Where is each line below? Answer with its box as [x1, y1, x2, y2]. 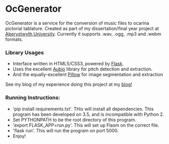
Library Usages [5, 49, 44, 56]
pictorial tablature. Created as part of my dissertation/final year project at [5, 25, 159, 31]
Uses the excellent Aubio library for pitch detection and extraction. [12, 66, 153, 72]
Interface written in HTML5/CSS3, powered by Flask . [12, 61, 124, 67]
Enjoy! [12, 133, 26, 139]
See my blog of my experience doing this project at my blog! [5, 81, 132, 87]
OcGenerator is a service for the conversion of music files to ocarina [5, 20, 150, 26]
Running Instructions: [5, 94, 60, 101]
